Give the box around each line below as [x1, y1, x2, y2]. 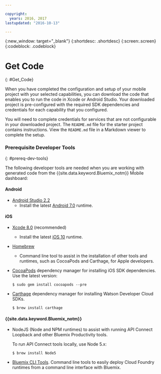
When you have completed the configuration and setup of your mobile [5, 86, 146, 92]
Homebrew [12, 243, 35, 249]
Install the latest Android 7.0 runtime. [19, 202, 93, 208]
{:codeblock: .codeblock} [5, 44, 56, 49]
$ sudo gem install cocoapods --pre [12, 282, 87, 287]
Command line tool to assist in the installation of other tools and [19, 253, 147, 259]
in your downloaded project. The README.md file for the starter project [5, 122, 143, 128]
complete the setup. [5, 132, 45, 138]
